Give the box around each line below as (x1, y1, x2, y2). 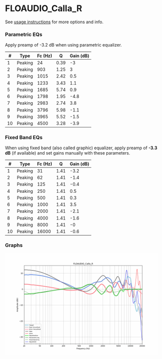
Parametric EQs (5, 31, 43, 38)
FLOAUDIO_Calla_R (5, 3, 82, 14)
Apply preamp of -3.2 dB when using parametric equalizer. (5, 42, 122, 48)
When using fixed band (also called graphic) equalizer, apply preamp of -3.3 (5, 145, 158, 151)
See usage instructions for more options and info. (5, 19, 104, 25)
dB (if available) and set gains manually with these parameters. (5, 150, 131, 156)
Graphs (5, 242, 23, 249)
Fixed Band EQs (5, 134, 43, 140)
